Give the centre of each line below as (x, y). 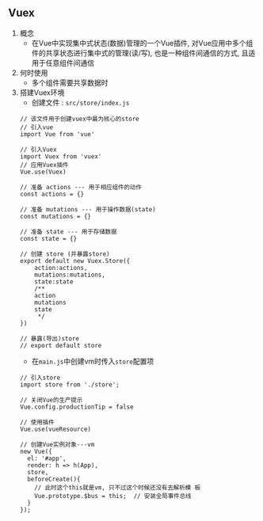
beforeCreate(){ (54, 479)
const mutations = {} (55, 216)
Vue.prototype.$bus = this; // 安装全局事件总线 (113, 496)
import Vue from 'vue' (57, 134)
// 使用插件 (37, 422)
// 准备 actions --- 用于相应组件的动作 (81, 187)
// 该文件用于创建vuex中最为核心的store (80, 119)
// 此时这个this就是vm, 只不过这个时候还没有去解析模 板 (118, 487)
